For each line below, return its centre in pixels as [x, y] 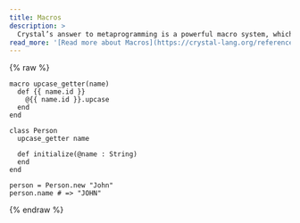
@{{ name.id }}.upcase [67, 100]
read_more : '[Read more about [66, 42]
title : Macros [36, 17]
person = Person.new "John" [62, 186]
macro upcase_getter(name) [59, 84]
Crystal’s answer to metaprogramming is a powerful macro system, [143, 34]
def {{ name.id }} [52, 92]
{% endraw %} [37, 210]
